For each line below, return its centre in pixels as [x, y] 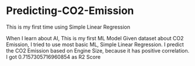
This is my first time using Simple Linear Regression [68, 27]
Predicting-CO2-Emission [70, 11]
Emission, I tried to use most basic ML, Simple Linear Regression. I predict [95, 44]
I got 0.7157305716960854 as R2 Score [53, 57]
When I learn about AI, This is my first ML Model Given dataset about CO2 [95, 38]
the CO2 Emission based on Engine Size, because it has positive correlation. [98, 50]
